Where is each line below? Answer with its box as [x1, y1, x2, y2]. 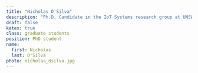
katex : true [6, 25, 35, 31]
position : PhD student [6, 36, 62, 42]
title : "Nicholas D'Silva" [6, 8, 72, 15]
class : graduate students [6, 31, 70, 36]
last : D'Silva [11, 52, 46, 58]
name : [6, 42, 19, 48]
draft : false [6, 19, 38, 25]
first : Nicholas [11, 47, 51, 53]
